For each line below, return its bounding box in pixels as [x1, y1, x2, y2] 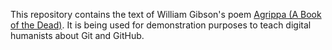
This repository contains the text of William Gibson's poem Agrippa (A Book [10, 9, 322, 20]
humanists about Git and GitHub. [10, 30, 145, 41]
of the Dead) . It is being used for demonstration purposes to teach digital [10, 19, 312, 31]
